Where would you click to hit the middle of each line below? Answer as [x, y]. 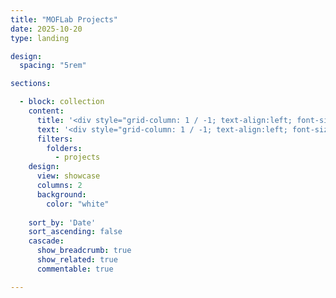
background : [61, 194]
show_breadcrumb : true [84, 251]
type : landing [40, 38]
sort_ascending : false [75, 232]
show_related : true [77, 260]
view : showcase [68, 176]
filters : [55, 139]
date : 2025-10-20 [46, 29]
